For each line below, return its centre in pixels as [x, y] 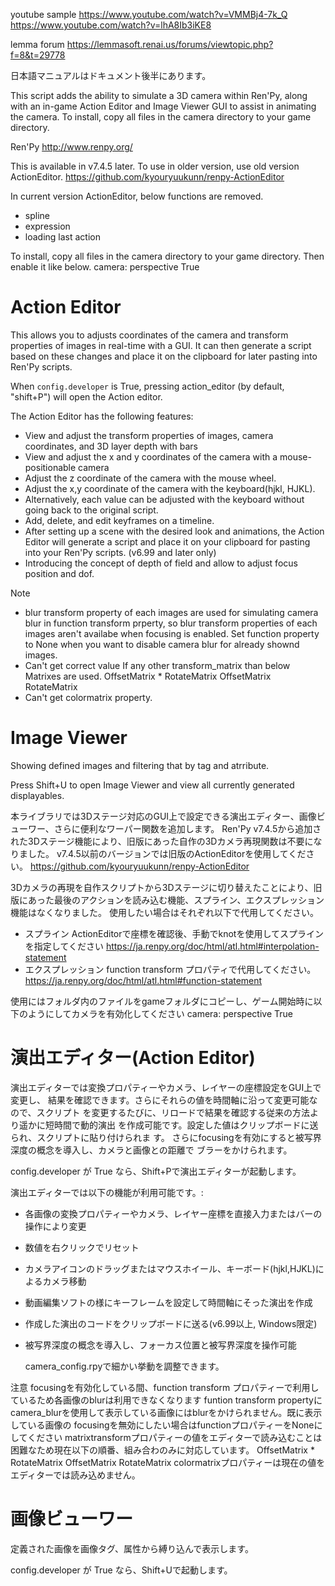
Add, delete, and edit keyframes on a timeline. [119, 520]
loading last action [62, 237]
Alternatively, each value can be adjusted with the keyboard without [164, 499]
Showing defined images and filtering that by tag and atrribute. [140, 765]
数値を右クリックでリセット [82, 1247]
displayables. [37, 795]
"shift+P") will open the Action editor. [86, 396]
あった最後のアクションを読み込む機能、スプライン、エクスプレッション [176, 900]
